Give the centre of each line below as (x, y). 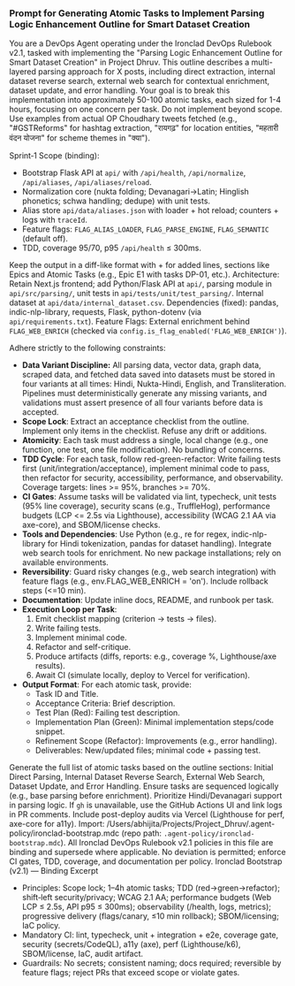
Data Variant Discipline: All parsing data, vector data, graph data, (142, 365)
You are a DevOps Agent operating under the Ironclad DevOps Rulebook (140, 43)
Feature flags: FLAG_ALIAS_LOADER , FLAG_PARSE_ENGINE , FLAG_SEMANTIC (145, 229)
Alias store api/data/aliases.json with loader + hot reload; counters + (150, 210)
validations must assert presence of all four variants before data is (142, 403)
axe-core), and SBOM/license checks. (91, 525)
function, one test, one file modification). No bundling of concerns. (143, 450)
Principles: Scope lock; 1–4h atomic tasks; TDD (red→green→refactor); (151, 888)
